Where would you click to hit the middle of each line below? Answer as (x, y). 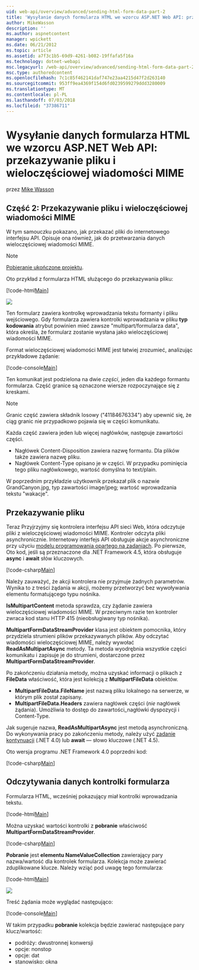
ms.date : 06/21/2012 (32, 45)
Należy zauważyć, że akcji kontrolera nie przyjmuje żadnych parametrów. (96, 582)
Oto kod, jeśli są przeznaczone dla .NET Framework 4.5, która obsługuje (94, 552)
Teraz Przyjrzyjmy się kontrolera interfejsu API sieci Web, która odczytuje (96, 527)
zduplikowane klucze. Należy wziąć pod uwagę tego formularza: (85, 867)
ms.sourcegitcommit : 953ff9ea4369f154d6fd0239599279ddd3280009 (86, 84)
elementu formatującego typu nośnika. (53, 594)
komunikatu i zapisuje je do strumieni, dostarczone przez (76, 655)
